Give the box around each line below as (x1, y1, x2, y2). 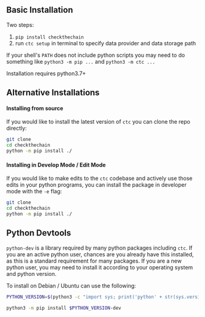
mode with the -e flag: (6, 188, 62, 195)
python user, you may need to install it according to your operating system (6, 263, 193, 271)
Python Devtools (6, 228, 71, 238)
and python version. (6, 270, 57, 277)
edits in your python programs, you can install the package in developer (6, 181, 187, 188)
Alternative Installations (6, 88, 100, 98)
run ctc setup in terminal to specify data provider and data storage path (15, 39, 196, 47)
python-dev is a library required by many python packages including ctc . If (6, 244, 193, 252)
